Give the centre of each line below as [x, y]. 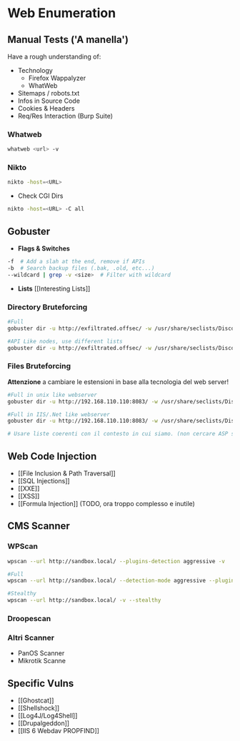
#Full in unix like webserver [52, 395]
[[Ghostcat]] [36, 700]
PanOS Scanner [41, 653]
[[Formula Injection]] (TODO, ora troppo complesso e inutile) [106, 503]
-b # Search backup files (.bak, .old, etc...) [81, 268]
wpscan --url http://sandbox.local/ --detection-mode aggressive [106, 581]
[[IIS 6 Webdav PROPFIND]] [59, 731]
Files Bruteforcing [39, 366]
